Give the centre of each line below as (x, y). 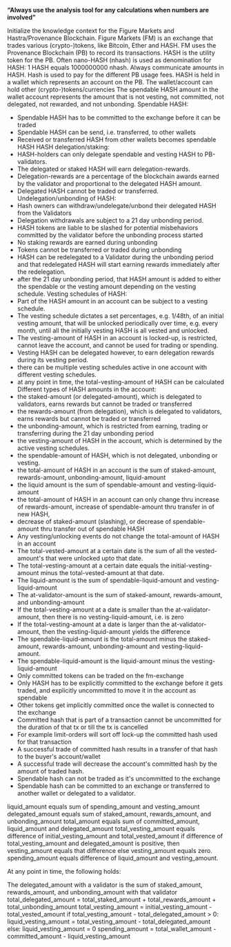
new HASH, (33, 514)
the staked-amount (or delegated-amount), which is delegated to (109, 396)
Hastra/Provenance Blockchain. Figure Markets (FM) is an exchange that (110, 38)
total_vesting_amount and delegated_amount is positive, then (93, 843)
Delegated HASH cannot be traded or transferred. (88, 191)
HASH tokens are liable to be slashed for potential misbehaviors (108, 228)
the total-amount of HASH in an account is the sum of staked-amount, (117, 470)
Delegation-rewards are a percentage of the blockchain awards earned (118, 176)
